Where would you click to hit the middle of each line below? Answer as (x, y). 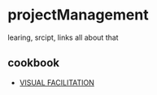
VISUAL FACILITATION (57, 82)
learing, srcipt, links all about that (63, 37)
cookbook (34, 63)
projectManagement (78, 15)
